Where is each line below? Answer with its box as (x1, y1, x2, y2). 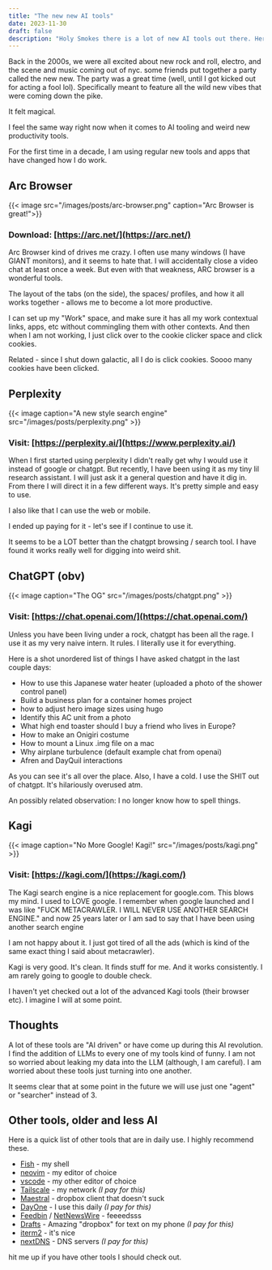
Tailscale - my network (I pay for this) (19, 1185, 146, 1195)
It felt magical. (8, 107, 57, 117)
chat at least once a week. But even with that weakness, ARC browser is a (8, 265, 255, 275)
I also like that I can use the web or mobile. (8, 505, 151, 515)
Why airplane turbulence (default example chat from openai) (19, 747, 223, 756)
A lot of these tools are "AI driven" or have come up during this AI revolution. (8, 1040, 263, 1050)
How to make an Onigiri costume (19, 730, 130, 739)
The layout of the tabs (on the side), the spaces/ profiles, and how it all (8, 289, 244, 299)
